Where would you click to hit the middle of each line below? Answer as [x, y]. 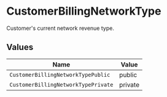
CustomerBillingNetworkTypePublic [60, 75]
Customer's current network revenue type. [60, 28]
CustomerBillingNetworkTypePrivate [61, 84]
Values [20, 47]
